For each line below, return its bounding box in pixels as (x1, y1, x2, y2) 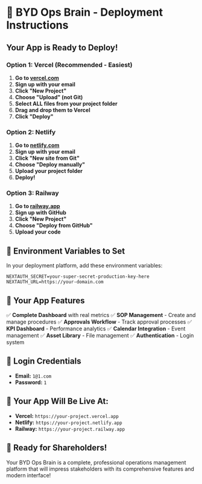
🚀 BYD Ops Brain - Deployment (6, 5, 163, 19)
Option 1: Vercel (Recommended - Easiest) (6, 60, 133, 69)
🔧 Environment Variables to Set (6, 246, 125, 256)
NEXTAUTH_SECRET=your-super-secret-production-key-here (6, 273, 150, 280)
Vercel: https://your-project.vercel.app (14, 412, 119, 419)
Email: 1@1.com (14, 372, 52, 379)
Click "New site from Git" (14, 154, 80, 162)
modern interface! (6, 471, 51, 479)
